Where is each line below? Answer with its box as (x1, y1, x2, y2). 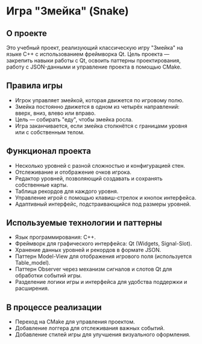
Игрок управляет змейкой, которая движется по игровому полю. (14, 96, 184, 103)
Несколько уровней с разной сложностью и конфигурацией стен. (14, 162, 186, 169)
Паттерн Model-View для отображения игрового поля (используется (14, 253, 192, 260)
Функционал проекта (6, 146, 92, 156)
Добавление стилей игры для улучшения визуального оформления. (14, 331, 191, 338)
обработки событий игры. (14, 272, 83, 279)
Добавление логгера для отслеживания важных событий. (14, 325, 165, 332)
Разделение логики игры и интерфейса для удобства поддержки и (14, 278, 188, 286)
